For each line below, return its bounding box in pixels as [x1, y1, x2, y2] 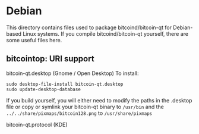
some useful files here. [6, 36, 62, 43]
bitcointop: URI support [6, 54, 94, 64]
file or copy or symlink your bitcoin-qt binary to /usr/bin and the [6, 103, 165, 110]
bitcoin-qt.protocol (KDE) [6, 121, 68, 128]
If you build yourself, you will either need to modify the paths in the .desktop [6, 96, 192, 104]
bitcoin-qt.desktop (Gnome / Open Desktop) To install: [6, 70, 139, 77]
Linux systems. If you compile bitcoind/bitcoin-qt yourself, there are [23, 30, 189, 37]
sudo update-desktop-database [6, 86, 81, 92]
